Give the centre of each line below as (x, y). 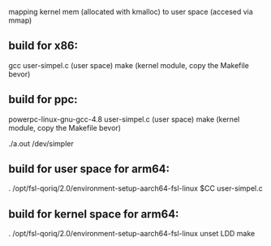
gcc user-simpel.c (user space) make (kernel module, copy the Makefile (129, 65)
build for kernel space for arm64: (94, 214)
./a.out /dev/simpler (41, 143)
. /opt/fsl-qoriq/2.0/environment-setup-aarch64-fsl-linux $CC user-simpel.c (135, 188)
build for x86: (43, 46)
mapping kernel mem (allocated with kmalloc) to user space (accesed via (131, 12)
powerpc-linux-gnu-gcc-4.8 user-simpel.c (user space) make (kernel (124, 119)
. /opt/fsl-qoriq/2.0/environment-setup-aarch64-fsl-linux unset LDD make (132, 234)
